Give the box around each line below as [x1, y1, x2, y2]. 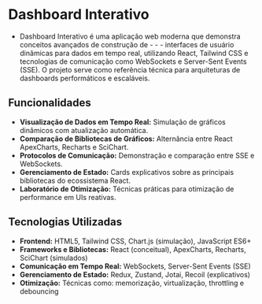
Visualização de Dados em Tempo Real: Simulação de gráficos [19, 117, 226, 127]
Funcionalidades [8, 96, 92, 109]
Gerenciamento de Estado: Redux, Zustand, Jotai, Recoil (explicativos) [19, 269, 250, 279]
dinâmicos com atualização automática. [19, 125, 149, 135]
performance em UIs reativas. [19, 192, 116, 202]
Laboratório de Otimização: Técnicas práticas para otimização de [19, 184, 234, 194]
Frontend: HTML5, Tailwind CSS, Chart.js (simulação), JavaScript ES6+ [19, 236, 252, 246]
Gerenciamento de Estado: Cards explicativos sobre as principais [19, 167, 234, 176]
